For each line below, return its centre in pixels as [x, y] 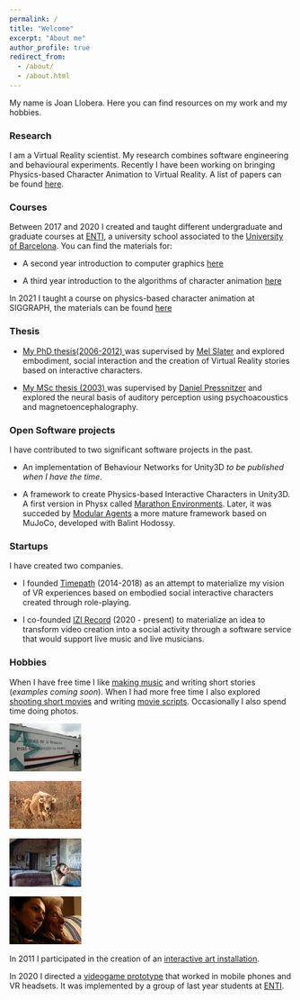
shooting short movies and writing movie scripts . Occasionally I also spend [148, 701]
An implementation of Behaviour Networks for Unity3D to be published [153, 468]
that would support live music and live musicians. [113, 639]
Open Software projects [62, 430]
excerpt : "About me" [48, 38]
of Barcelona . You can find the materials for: [91, 246]
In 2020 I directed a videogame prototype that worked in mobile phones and [150, 976]
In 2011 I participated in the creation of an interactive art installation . [135, 959]
